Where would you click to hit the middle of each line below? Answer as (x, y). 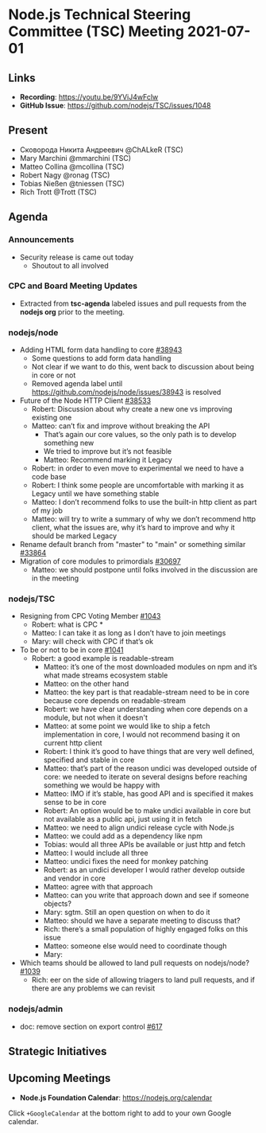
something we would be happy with (102, 785)
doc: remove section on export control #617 (91, 1026)
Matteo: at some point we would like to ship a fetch (127, 726)
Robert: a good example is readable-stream (103, 658)
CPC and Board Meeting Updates (73, 286)
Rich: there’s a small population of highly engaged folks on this (146, 929)
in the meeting (55, 578)
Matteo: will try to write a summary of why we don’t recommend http (144, 519)
